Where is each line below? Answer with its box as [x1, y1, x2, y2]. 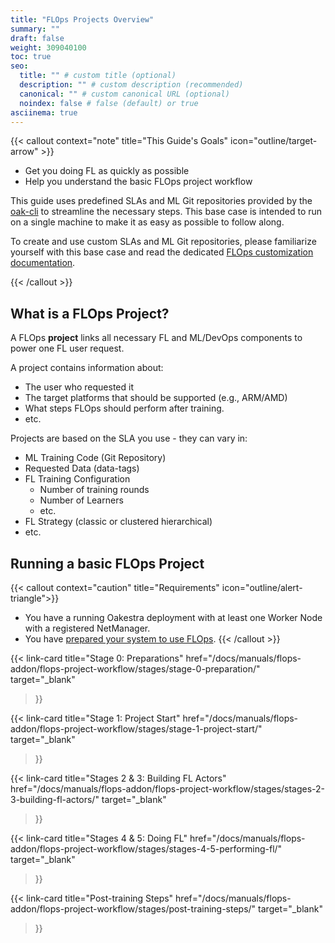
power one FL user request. [10, 342, 125, 355]
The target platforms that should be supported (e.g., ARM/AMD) [24, 392, 288, 404]
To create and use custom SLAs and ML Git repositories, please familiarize [10, 236, 317, 248]
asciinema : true [10, 107, 78, 118]
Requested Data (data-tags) [24, 462, 140, 475]
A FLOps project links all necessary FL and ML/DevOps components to [10, 332, 303, 344]
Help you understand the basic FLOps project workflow [24, 176, 253, 188]
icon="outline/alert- [221, 582, 303, 593]
